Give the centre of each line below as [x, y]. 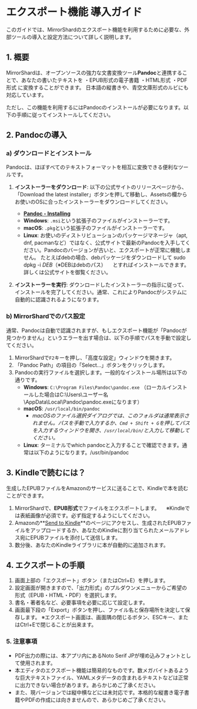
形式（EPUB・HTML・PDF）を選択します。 [67, 595]
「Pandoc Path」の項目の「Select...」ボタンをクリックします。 [91, 365]
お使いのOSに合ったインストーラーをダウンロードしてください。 [93, 202]
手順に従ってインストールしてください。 [65, 114]
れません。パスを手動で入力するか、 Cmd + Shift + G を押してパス [111, 423]
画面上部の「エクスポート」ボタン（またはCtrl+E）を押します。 [91, 580]
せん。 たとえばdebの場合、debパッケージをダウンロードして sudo [105, 258]
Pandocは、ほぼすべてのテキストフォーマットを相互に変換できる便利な [92, 167]
